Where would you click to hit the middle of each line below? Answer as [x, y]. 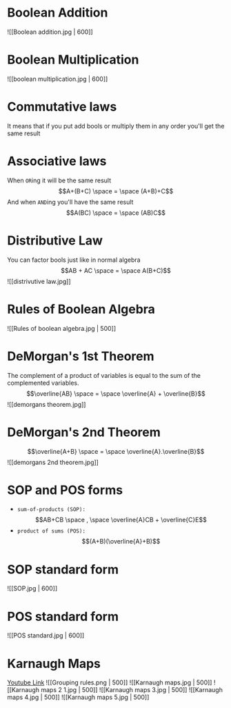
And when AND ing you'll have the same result [70, 202]
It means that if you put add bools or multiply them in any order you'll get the [116, 126]
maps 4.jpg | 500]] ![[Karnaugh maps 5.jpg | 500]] [78, 697]
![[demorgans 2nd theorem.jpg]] [53, 462]
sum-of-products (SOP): [51, 510]
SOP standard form [63, 570]
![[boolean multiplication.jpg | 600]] [58, 79]
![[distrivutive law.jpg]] [39, 281]
